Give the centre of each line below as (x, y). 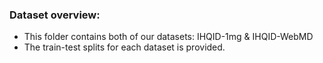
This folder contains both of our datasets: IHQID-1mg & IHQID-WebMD (168, 37)
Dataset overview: (55, 15)
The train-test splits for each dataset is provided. (124, 47)
